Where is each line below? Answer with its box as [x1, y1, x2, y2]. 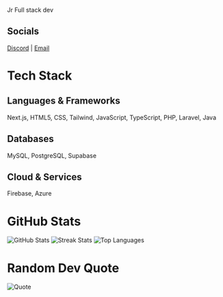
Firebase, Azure [7, 189, 52, 198]
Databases [7, 133, 55, 145]
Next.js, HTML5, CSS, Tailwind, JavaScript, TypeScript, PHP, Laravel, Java [7, 113, 217, 121]
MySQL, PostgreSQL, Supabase [7, 151, 97, 160]
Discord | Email [7, 44, 50, 52]
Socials [7, 25, 40, 37]
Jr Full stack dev [7, 6, 53, 14]
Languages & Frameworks [7, 95, 121, 107]
